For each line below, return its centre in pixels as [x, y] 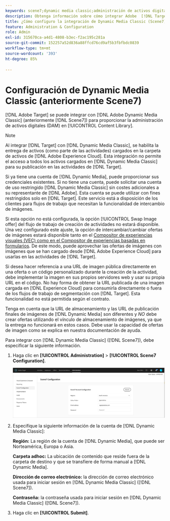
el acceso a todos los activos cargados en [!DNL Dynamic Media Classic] [81, 161]
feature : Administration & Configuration [50, 27]
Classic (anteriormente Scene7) [73, 101]
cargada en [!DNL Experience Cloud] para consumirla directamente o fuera [83, 288]
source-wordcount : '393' [31, 53]
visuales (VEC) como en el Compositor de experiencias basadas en [75, 241]
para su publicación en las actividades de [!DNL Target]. [64, 167]
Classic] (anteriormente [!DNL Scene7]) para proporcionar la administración [84, 120]
